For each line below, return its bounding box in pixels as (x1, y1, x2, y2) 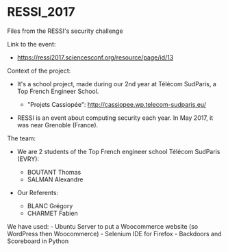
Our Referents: (16, 188, 59, 197)
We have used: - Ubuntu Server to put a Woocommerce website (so (7, 222, 199, 230)
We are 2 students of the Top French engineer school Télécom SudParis (16, 147, 220, 155)
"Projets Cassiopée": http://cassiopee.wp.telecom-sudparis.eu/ (27, 100, 207, 108)
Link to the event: (7, 40, 56, 48)
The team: (7, 134, 36, 142)
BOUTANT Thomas (27, 168, 81, 176)
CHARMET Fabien (27, 209, 79, 217)
